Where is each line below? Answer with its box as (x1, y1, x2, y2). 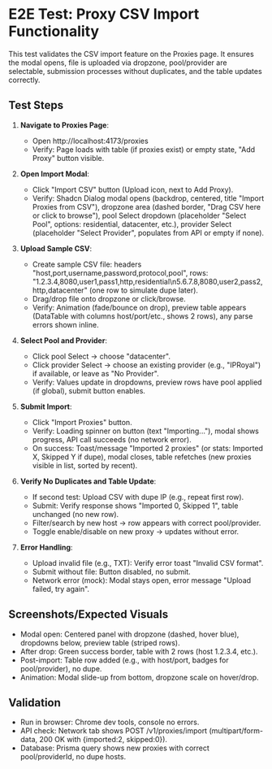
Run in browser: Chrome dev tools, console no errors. (19, 717, 200, 728)
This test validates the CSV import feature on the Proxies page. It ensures (8, 49, 254, 59)
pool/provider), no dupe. (19, 663, 102, 673)
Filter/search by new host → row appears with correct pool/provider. (32, 518, 261, 528)
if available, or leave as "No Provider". (32, 368, 160, 378)
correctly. (8, 75, 41, 85)
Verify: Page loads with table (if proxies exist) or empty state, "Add (32, 144, 256, 154)
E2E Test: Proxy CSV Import (8, 5, 200, 24)
